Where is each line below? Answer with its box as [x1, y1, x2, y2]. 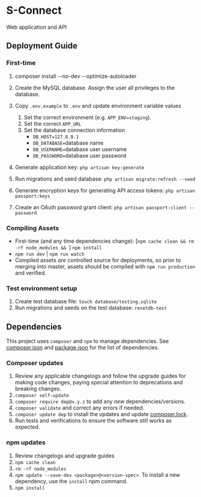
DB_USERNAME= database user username [32, 145, 127, 153]
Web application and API [6, 23, 67, 31]
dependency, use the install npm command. [14, 477, 128, 484]
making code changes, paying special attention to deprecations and [14, 379, 183, 386]
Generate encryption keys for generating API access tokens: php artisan [14, 186, 196, 194]
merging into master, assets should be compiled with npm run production [14, 263, 196, 270]
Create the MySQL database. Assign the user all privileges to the [14, 84, 175, 91]
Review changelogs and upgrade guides [14, 452, 115, 459]
